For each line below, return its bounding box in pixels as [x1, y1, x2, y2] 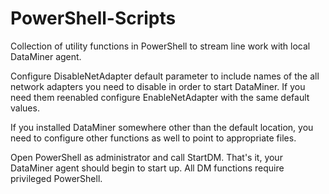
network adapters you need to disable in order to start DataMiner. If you [10, 80, 306, 92]
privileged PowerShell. [10, 172, 103, 184]
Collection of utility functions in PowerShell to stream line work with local [10, 40, 311, 52]
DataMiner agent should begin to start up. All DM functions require [10, 162, 285, 174]
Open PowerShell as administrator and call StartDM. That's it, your [10, 151, 283, 163]
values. [10, 102, 40, 114]
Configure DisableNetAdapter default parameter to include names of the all [10, 70, 320, 82]
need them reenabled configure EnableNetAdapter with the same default [10, 91, 310, 103]
